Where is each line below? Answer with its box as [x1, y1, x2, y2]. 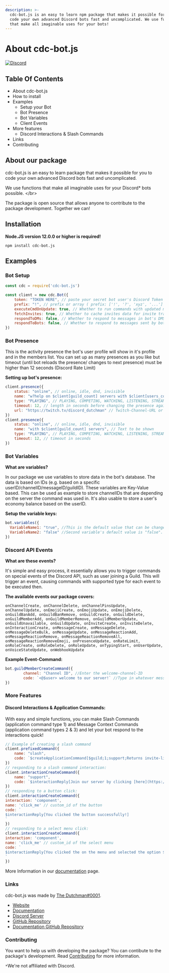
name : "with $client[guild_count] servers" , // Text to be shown [14, 427, 154, 432]
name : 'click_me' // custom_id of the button [5, 802, 102, 808]
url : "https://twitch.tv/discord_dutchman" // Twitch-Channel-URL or [14, 407, 163, 413]
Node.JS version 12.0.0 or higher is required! [5, 233, 101, 239]
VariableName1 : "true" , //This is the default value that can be [10, 525, 150, 530]
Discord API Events [5, 546, 53, 553]
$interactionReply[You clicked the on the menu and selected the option [5, 849, 161, 855]
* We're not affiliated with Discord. [5, 962, 75, 968]
